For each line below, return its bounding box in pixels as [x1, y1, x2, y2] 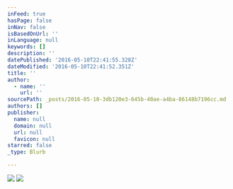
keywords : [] [7, 43, 46, 50]
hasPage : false [7, 17, 52, 24]
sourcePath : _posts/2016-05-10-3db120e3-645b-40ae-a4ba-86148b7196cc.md [7, 96, 227, 103]
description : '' [7, 50, 55, 57]
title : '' [7, 69, 37, 76]
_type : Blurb [7, 149, 46, 156]
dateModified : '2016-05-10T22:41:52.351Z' [7, 63, 135, 70]
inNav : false [7, 23, 46, 30]
